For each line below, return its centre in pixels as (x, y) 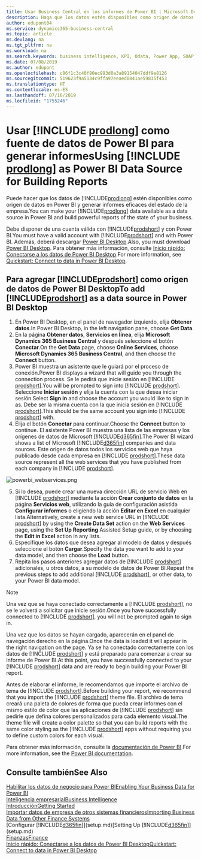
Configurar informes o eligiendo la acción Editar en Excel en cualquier (102, 511)
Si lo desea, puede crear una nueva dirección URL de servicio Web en (101, 491)
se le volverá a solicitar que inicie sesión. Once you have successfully (91, 610)
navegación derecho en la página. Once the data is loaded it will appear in (97, 641)
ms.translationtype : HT (36, 85)
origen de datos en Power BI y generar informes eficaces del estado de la (97, 204)
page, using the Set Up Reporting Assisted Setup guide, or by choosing (103, 530)
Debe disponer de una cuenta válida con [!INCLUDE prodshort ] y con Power (99, 229)
